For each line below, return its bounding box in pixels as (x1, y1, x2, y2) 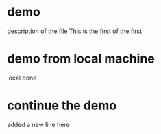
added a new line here (7, 120, 70, 129)
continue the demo (7, 98, 117, 113)
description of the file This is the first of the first (7, 27, 143, 35)
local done (7, 74, 37, 82)
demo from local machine (7, 51, 156, 67)
